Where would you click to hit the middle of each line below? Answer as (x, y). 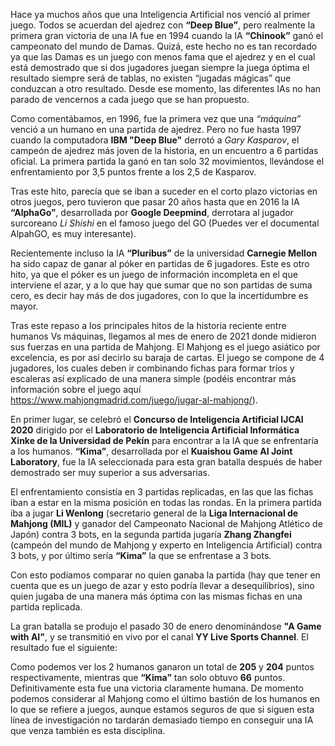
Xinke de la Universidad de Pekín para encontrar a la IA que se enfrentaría (164, 440)
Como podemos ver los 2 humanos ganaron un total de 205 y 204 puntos (162, 667)
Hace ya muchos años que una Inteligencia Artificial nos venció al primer (160, 14)
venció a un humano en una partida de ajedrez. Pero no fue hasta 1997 (156, 129)
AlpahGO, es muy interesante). (73, 233)
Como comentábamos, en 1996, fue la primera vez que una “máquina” (156, 118)
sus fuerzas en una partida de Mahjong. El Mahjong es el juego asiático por (165, 347)
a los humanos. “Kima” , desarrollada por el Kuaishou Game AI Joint (151, 451)
